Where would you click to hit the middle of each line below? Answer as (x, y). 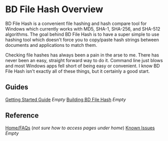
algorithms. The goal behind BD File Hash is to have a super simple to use (82, 34)
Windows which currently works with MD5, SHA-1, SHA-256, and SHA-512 (83, 29)
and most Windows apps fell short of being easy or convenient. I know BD (82, 66)
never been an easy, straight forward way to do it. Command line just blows (84, 60)
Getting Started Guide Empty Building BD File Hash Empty (65, 99)
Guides (17, 87)
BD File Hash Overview (54, 9)
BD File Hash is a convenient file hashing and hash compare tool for (76, 23)
